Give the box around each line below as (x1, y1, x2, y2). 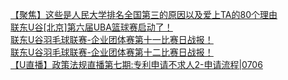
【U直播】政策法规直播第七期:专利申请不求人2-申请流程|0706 (10, 59, 263, 70)
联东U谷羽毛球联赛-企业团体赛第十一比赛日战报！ (10, 34, 214, 45)
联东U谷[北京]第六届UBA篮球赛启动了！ (10, 21, 173, 33)
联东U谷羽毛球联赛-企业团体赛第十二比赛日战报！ (10, 46, 214, 58)
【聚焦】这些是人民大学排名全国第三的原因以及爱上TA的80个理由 (10, 9, 278, 20)
